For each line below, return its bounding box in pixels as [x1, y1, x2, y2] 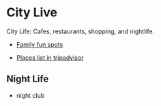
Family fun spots [16, 40, 63, 48]
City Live [6, 5, 58, 20]
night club [16, 91, 45, 99]
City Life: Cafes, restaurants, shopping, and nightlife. [6, 27, 155, 35]
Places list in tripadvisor [16, 53, 84, 62]
